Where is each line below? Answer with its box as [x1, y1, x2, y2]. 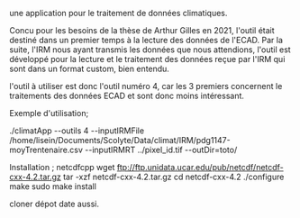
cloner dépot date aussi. [9, 198, 99, 209]
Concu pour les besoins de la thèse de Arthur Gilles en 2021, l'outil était [9, 25, 275, 35]
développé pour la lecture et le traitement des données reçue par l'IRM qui [9, 54, 286, 64]
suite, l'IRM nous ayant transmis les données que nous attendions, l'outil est [9, 44, 291, 55]
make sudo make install [9, 181, 97, 192]
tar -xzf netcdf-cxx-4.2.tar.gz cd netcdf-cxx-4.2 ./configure [62, 171, 285, 182]
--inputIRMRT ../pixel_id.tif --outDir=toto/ [85, 144, 238, 155]
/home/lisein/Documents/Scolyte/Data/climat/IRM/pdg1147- [9, 135, 232, 145]
